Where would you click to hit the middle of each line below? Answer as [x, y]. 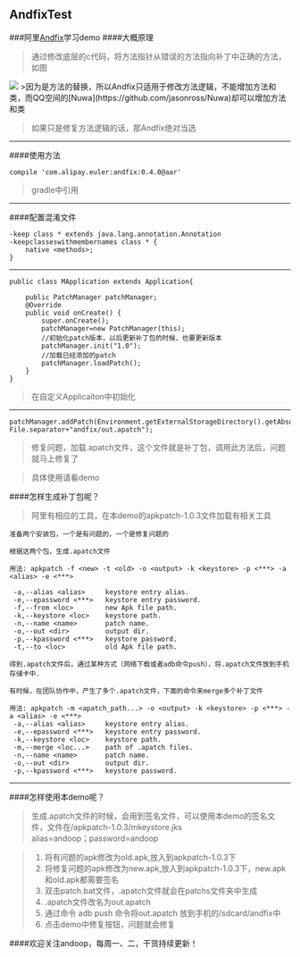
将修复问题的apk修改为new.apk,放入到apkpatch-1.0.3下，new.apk [165, 868]
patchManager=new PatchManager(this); [113, 328]
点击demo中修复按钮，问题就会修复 [110, 924]
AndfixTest [41, 15]
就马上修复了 [54, 458]
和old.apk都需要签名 [82, 879]
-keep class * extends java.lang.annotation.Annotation [115, 234]
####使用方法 [35, 155]
